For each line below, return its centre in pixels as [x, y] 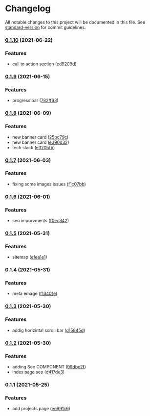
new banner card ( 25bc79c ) [40, 137]
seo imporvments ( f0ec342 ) [41, 221]
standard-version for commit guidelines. [45, 27]
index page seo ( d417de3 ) [38, 372]
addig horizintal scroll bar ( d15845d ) [49, 330]
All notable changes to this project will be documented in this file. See [75, 22]
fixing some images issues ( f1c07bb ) [49, 184]
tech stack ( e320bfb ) [33, 147]
